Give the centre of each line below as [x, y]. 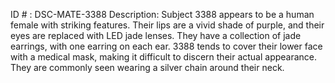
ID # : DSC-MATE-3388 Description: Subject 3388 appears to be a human [162, 14]
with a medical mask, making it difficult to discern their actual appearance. [164, 57]
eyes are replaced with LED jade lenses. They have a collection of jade [156, 35]
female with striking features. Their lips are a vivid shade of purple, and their [167, 25]
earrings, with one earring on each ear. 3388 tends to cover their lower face [166, 46]
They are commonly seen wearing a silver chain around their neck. [147, 67]
